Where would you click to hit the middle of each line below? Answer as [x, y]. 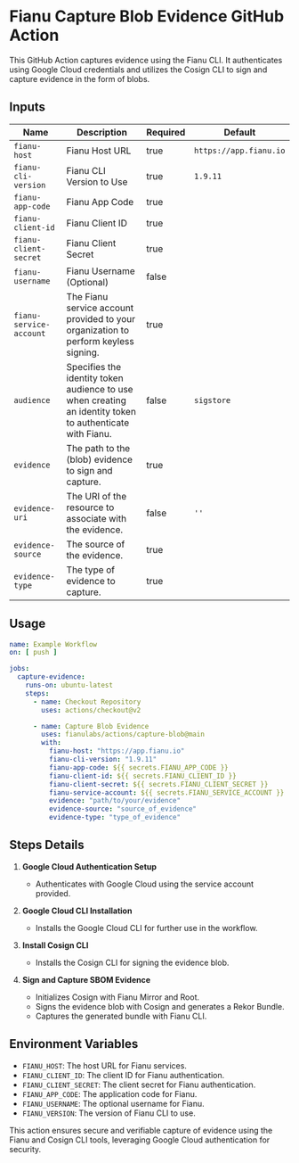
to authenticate [98, 423]
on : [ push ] [33, 653]
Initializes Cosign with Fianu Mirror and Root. [117, 997]
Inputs [28, 107]
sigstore [213, 400]
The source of [96, 544]
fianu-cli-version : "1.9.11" [103, 760]
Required [166, 132]
